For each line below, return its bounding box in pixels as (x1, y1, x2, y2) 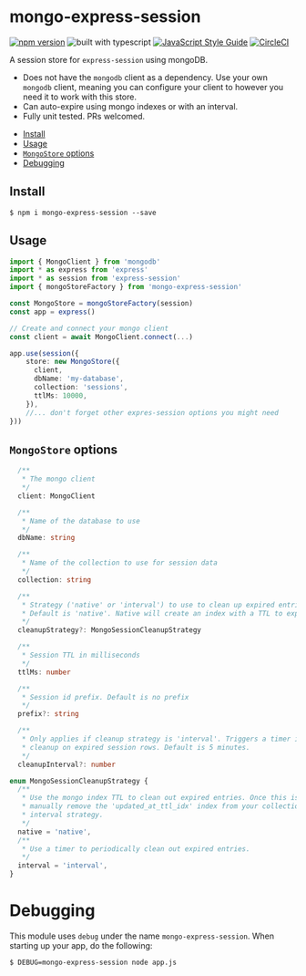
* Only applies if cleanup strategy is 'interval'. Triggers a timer (21, 734, 291, 743)
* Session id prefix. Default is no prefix (21, 692, 189, 701)
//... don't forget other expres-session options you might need (25, 408, 280, 417)
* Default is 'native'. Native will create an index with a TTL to (21, 608, 283, 618)
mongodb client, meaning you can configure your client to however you (22, 81, 284, 92)
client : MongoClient (17, 491, 96, 501)
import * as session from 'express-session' (9, 274, 181, 284)
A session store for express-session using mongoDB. (9, 54, 209, 65)
